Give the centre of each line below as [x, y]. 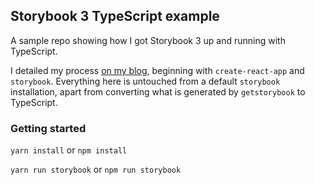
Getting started [48, 128]
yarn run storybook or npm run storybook [96, 170]
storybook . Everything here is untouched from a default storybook [145, 81]
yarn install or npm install [69, 150]
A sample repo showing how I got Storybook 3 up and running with [148, 40]
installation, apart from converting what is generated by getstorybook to [158, 91]
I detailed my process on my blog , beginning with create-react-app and [157, 70]
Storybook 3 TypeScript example [115, 16]
